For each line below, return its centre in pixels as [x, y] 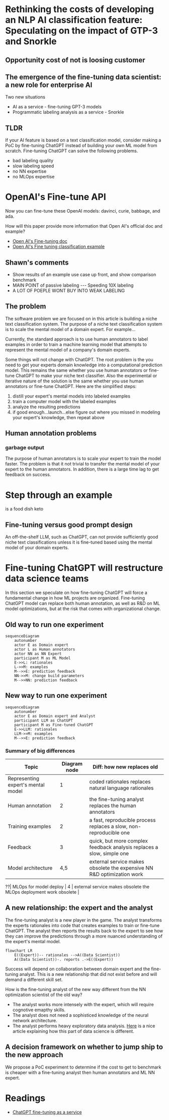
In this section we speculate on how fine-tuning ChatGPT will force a [76, 592]
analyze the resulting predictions [46, 407]
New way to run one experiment [56, 696]
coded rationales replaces [120, 782]
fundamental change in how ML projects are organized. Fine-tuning [75, 598]
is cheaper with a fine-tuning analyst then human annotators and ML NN [80, 1072]
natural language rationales [121, 788]
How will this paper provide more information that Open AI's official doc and [84, 226]
